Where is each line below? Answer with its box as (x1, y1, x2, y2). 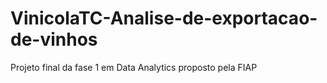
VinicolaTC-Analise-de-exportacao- (10, 7, 318, 30)
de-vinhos (10, 28, 98, 51)
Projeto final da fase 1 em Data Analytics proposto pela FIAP (10, 61, 258, 73)
